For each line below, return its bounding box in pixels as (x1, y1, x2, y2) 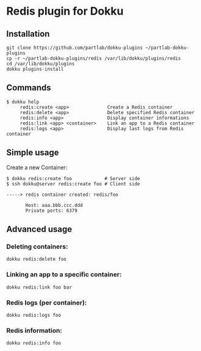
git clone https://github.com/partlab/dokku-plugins (6, 45, 143, 51)
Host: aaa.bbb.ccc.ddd (25, 202, 83, 208)
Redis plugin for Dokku (6, 4, 124, 18)
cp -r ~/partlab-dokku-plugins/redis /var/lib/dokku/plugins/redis (6, 56, 182, 62)
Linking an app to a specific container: (6, 270, 122, 279)
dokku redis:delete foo (6, 256, 67, 262)
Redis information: (6, 326, 63, 335)
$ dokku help (6, 99, 40, 105)
